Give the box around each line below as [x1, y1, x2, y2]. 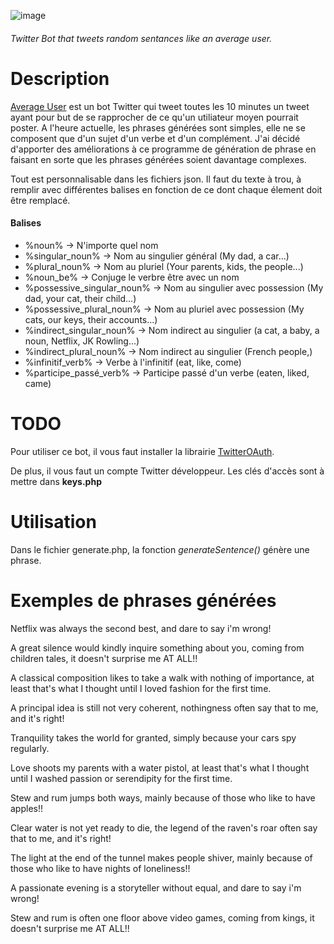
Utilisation [10, 510, 97, 533]
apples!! [10, 802, 44, 814]
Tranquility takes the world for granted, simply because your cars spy [10, 731, 297, 744]
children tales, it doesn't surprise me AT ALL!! [10, 652, 198, 664]
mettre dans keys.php [10, 475, 102, 487]
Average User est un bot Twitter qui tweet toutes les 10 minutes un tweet [10, 100, 310, 112]
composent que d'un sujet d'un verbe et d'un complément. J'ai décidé [10, 132, 301, 144]
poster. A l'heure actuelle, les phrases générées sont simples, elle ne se [10, 121, 306, 134]
